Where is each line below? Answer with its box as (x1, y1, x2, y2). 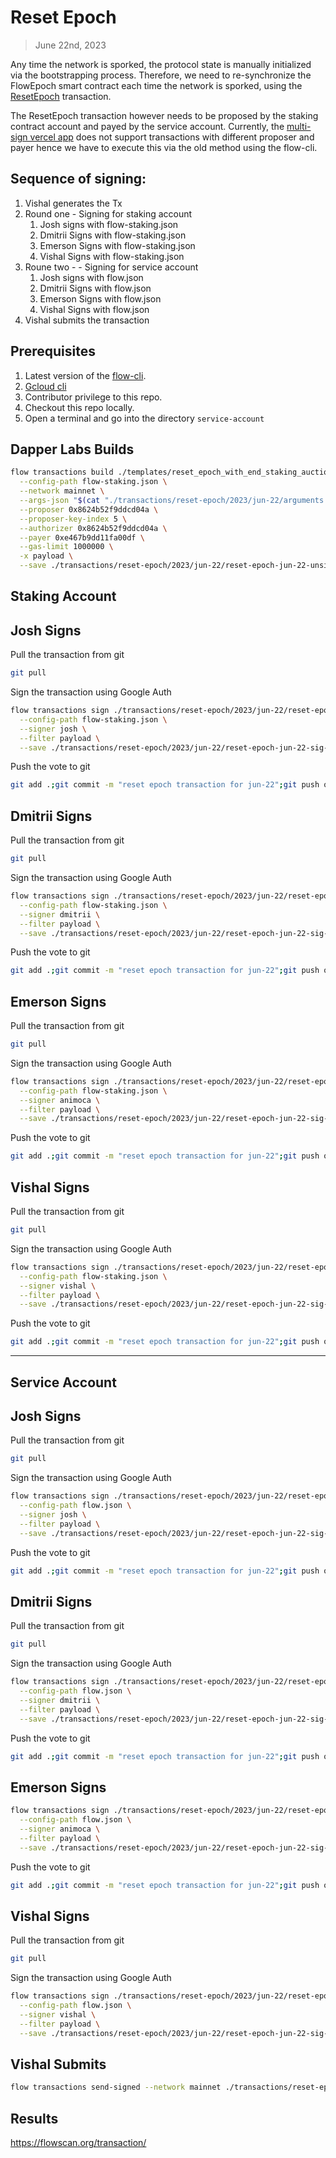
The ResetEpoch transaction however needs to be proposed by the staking (10, 109, 319, 121)
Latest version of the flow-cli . (24, 369, 147, 381)
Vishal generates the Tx (24, 197, 123, 209)
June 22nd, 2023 (34, 39, 107, 51)
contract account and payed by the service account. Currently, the (10, 120, 285, 132)
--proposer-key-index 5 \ (19, 514, 128, 524)
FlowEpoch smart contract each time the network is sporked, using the (10, 79, 303, 91)
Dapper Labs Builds (10, 441, 135, 458)
